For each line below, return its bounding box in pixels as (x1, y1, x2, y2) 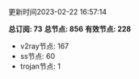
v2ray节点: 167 (19, 41, 69, 51)
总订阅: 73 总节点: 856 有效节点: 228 (8, 24, 132, 34)
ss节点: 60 (19, 52, 56, 60)
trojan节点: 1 (19, 61, 61, 71)
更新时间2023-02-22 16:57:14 (8, 7, 107, 16)
